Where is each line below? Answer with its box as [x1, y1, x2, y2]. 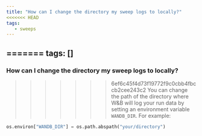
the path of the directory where [111, 92, 189, 100]
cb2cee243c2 [111, 86, 147, 94]
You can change [147, 86, 188, 94]
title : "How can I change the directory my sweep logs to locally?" [6, 8, 182, 15]
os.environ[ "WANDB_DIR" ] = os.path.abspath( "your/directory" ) [6, 123, 166, 130]
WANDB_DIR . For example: [111, 112, 171, 119]
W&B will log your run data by [111, 99, 185, 106]
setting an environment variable [111, 105, 190, 112]
